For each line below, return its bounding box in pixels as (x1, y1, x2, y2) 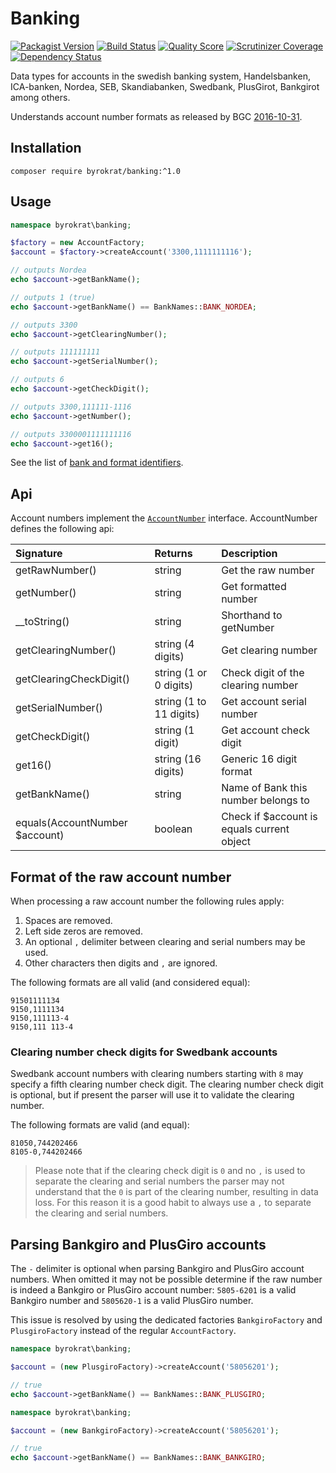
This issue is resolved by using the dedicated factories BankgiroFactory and (10, 1314, 323, 1326)
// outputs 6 (10, 375, 65, 385)
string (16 (154, 752, 202, 766)
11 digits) (154, 707, 200, 721)
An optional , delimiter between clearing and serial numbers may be (24, 936, 306, 948)
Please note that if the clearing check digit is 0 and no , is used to (34, 1165, 306, 1177)
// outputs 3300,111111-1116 (10, 402, 132, 412)
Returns (154, 547, 193, 561)
